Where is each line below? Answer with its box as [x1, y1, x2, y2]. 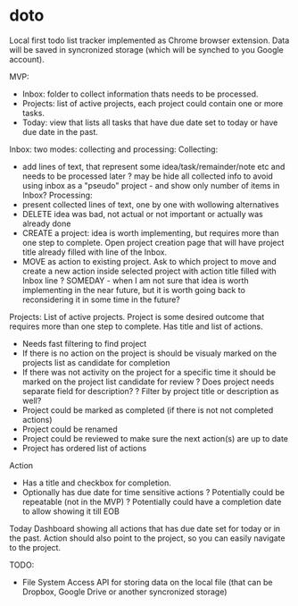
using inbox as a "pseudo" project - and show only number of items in [21, 180, 280, 190]
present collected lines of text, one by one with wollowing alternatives [21, 198, 279, 210]
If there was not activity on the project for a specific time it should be [21, 366, 277, 377]
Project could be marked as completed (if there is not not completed [21, 404, 274, 416]
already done [21, 218, 71, 229]
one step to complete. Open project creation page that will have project [21, 237, 285, 248]
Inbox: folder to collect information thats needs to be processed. [21, 88, 259, 99]
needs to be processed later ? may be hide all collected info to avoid [21, 171, 274, 181]
